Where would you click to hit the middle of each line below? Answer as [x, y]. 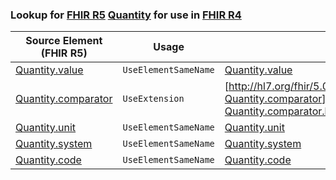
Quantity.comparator [64, 99]
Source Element [64, 41]
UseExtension [153, 99]
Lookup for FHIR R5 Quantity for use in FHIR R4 [126, 15]
